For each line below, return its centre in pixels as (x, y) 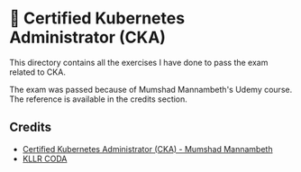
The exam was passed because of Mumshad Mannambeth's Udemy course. (151, 89)
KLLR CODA (45, 158)
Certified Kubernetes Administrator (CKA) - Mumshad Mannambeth (147, 149)
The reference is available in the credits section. (98, 99)
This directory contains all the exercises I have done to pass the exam (139, 62)
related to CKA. (37, 72)
